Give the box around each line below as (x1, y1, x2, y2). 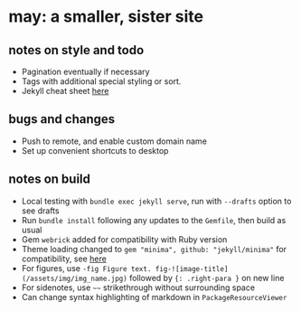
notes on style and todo (8, 42, 145, 58)
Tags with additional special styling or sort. (21, 76, 182, 87)
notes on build (8, 172, 91, 187)
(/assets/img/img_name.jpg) (21, 274, 127, 283)
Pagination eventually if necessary (21, 66, 150, 77)
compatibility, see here (21, 253, 108, 264)
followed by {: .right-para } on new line (128, 272, 285, 283)
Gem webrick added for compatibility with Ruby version (21, 233, 228, 245)
